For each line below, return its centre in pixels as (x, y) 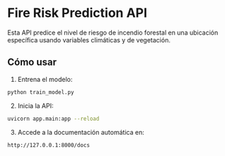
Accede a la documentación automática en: (81, 132)
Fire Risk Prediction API (77, 13)
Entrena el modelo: (45, 79)
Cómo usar (32, 62)
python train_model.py (41, 92)
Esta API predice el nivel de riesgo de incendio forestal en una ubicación (113, 32)
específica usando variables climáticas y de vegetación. (89, 40)
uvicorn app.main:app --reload (53, 119)
